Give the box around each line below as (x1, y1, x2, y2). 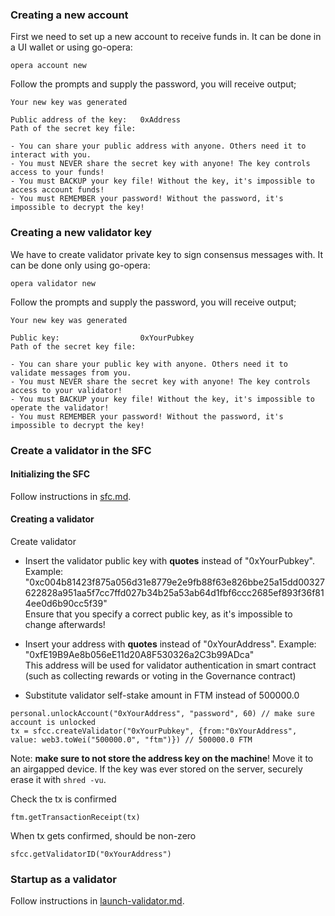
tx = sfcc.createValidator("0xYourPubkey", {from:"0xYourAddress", (10, 726, 298, 736)
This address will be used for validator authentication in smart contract (24, 659, 317, 671)
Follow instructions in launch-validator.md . (10, 895, 185, 907)
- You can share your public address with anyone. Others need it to (10, 141, 307, 152)
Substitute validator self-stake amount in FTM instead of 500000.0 (24, 689, 300, 701)
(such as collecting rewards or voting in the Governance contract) (24, 669, 297, 682)
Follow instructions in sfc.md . (10, 490, 132, 502)
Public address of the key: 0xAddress (10, 115, 182, 125)
